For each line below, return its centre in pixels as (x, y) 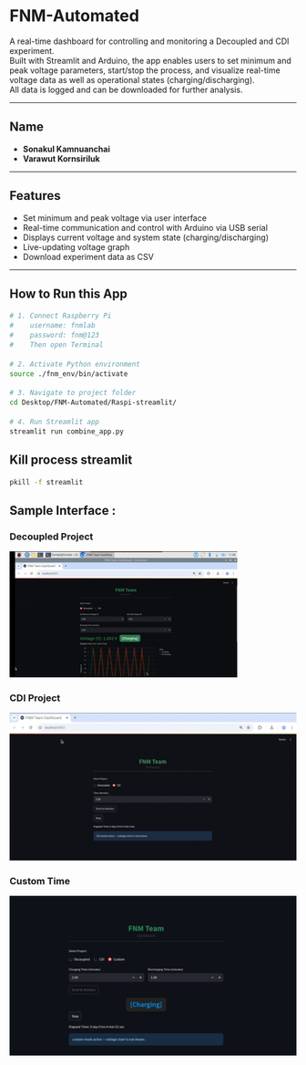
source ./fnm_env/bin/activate (69, 374)
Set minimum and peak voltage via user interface (115, 218)
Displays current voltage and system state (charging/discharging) (146, 237)
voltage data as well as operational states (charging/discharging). (132, 79)
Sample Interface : (63, 511)
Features (35, 196)
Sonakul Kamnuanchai (66, 149)
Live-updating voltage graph (76, 246)
